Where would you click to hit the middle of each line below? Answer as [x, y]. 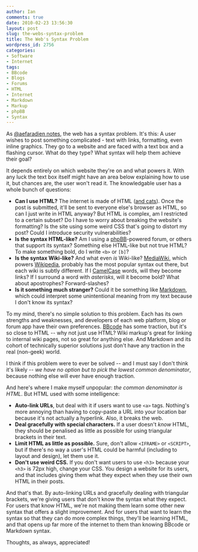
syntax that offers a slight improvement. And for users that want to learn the [99, 512]
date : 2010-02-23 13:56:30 [39, 23]
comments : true [25, 17]
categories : [21, 51]
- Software [20, 56]
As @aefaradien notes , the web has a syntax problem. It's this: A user [91, 134]
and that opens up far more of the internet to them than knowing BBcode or [98, 525]
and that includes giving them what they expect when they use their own [103, 475]
